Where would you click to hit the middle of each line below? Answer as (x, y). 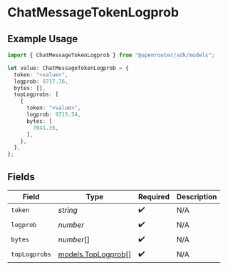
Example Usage (43, 39)
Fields (21, 177)
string (68, 210)
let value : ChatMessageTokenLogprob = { (68, 68)
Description (197, 196)
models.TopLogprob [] (95, 254)
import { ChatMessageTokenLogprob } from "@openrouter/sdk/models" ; (111, 55)
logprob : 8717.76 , (41, 81)
